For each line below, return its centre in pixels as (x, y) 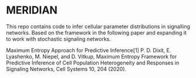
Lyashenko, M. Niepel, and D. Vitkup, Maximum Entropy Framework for (92, 56)
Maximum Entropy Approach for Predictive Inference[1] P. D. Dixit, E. (89, 50)
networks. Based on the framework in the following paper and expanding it (96, 32)
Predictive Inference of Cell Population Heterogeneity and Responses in (93, 63)
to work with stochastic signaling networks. (59, 39)
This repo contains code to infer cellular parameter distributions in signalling (98, 26)
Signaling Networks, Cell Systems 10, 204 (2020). (66, 69)
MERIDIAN (32, 10)
